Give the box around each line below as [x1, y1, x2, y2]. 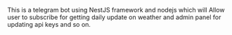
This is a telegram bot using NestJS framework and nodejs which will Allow [7, 6, 225, 14]
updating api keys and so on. [7, 21, 91, 28]
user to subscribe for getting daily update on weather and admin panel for [7, 13, 221, 21]
